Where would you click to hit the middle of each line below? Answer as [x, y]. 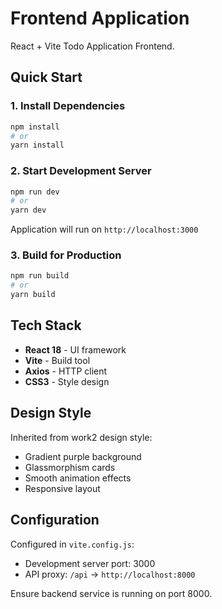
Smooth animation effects [78, 478]
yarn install [37, 145]
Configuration [55, 520]
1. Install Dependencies [68, 106]
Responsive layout [62, 488]
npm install [35, 127]
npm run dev [35, 192]
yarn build [33, 295]
